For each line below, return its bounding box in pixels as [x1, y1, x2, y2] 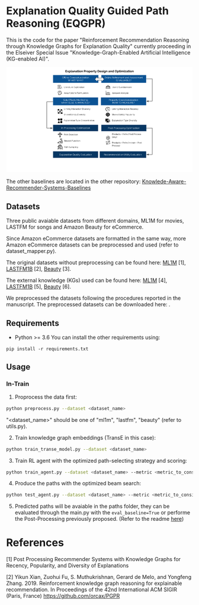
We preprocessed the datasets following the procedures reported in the [6, 295, 181, 302]
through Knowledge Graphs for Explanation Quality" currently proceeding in [6, 43, 191, 50]
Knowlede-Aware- [142, 178, 187, 185]
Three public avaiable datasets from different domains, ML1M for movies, [6, 217, 184, 225]
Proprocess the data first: [14, 393, 77, 401]
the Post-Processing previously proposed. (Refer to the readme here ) [14, 516, 184, 523]
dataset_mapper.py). [6, 248, 57, 255]
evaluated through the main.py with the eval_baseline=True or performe [14, 509, 191, 516]
